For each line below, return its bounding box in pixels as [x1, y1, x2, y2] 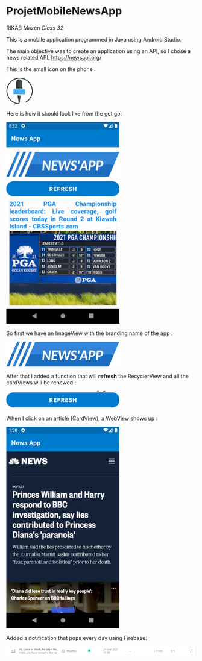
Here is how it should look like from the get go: [6, 110, 122, 117]
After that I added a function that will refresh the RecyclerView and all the [6, 372, 189, 380]
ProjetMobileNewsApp [6, 4, 122, 18]
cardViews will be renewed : [6, 379, 77, 386]
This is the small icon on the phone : [6, 65, 96, 73]
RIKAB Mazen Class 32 [6, 24, 64, 31]
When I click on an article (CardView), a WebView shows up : [6, 415, 158, 422]
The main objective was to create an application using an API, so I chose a [6, 47, 191, 55]
